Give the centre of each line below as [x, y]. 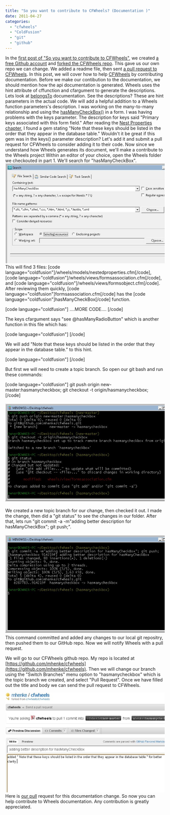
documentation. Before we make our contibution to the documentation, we [83, 79]
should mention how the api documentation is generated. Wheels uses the [83, 85]
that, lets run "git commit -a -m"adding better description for [68, 521]
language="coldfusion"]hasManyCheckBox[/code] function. [68, 299]
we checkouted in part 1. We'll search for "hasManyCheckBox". [71, 161]
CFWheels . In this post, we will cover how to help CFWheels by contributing [84, 74]
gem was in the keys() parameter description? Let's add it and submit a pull [84, 139]
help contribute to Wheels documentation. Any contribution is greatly [77, 801]
